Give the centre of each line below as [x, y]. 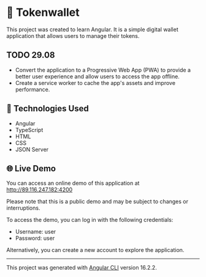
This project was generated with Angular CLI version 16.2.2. [82, 268]
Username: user [36, 232]
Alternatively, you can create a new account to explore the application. [95, 250]
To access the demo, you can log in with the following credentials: [90, 220]
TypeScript [29, 130]
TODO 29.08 [31, 55]
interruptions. [23, 208]
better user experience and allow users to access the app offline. [97, 76]
